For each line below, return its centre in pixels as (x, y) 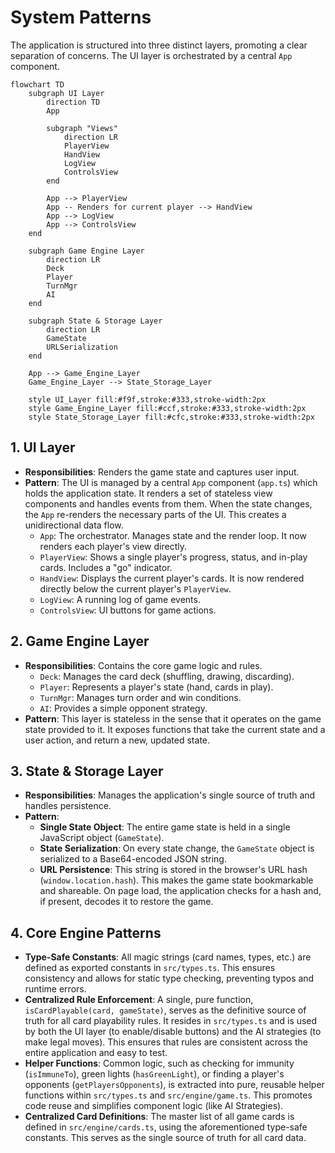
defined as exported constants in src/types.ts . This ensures (150, 968)
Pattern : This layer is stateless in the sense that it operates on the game (173, 718)
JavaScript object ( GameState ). (102, 838)
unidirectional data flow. (74, 525)
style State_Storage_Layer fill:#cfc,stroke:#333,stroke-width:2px (171, 417)
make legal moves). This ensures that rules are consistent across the (166, 1042)
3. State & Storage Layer (87, 771)
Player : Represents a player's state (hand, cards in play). (156, 687)
